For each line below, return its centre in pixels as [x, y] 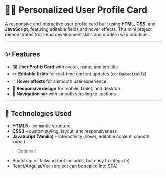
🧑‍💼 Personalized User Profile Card [76, 10]
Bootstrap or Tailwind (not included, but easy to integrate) [71, 160]
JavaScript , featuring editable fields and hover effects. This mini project [79, 29]
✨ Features [22, 54]
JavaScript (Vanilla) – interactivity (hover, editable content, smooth [81, 136]
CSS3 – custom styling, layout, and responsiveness [64, 131]
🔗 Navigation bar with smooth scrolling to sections [64, 94]
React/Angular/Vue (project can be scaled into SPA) [65, 166]
